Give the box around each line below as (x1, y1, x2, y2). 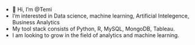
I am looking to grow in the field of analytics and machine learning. (12, 32, 180, 39)
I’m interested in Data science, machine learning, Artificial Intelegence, (12, 12, 190, 19)
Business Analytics (12, 19, 60, 26)
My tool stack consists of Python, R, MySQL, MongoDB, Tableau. (12, 25, 175, 32)
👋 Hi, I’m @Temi (12, 6, 52, 13)
